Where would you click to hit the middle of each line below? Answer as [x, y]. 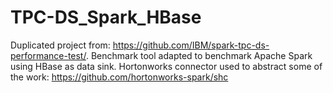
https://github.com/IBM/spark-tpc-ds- [191, 45]
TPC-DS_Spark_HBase [106, 17]
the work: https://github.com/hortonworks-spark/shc [119, 77]
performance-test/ [48, 55]
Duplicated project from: [60, 45]
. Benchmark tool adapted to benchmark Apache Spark [199, 55]
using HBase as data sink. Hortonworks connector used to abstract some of [166, 66]
